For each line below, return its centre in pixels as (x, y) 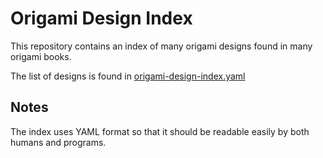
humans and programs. (58, 142)
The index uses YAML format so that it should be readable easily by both (160, 131)
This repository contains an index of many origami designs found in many (161, 46)
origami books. (41, 56)
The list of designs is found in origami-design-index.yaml (128, 76)
